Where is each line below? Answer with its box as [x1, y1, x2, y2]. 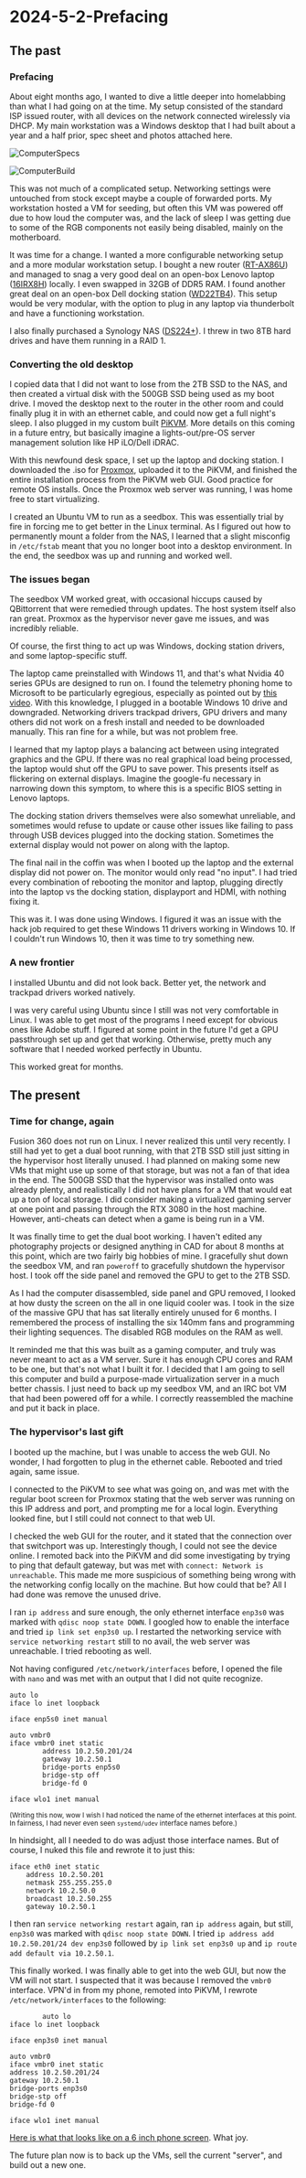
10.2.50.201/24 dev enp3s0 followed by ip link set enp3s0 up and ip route [9, 1937, 298, 1948]
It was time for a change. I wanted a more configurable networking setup [9, 249, 284, 260]
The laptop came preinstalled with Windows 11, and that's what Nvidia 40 [9, 668, 285, 679]
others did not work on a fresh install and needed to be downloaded [9, 716, 265, 728]
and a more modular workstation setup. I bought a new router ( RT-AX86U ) [9, 259, 289, 270]
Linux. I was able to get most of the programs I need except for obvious [9, 1014, 279, 1025]
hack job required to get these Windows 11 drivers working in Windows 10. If [9, 924, 296, 935]
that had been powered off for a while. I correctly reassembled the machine [9, 1393, 294, 1404]
